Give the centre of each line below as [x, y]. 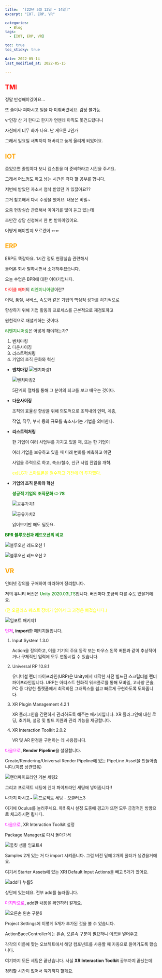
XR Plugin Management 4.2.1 [40, 704]
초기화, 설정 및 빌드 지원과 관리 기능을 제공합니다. [65, 720]
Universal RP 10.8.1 [31, 666]
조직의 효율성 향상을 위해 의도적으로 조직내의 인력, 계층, [64, 411]
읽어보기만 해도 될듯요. [33, 524]
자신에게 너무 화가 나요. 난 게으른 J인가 [42, 130]
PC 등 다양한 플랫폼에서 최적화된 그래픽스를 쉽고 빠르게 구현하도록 [74, 688]
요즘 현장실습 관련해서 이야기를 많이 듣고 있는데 [50, 210]
